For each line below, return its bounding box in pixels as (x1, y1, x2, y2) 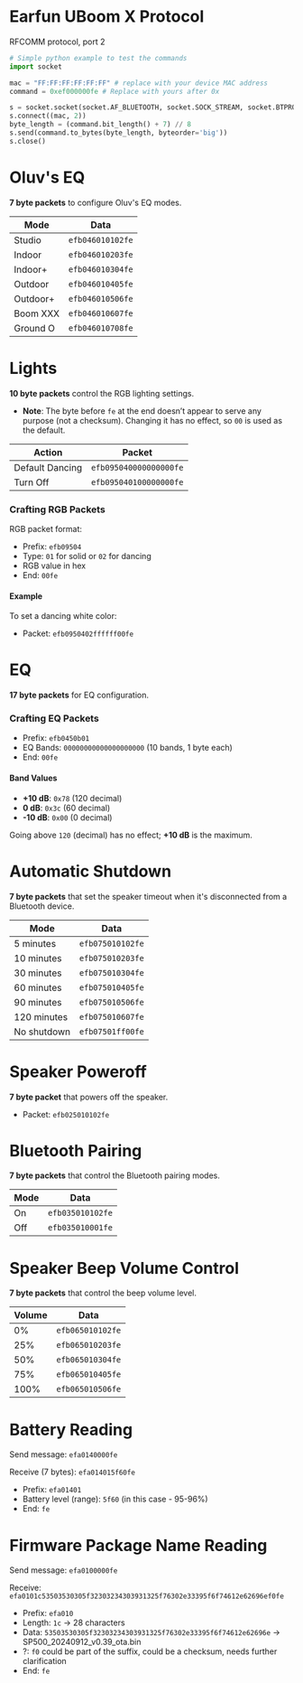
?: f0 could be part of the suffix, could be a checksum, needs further (22, 1646, 278, 1657)
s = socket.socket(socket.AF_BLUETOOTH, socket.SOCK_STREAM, (9, 103, 244, 112)
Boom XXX (14, 307, 60, 320)
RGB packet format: (9, 523, 83, 534)
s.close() (9, 136, 47, 145)
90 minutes (14, 996, 62, 1008)
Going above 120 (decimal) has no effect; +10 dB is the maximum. (9, 829, 252, 840)
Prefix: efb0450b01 (22, 733, 90, 743)
